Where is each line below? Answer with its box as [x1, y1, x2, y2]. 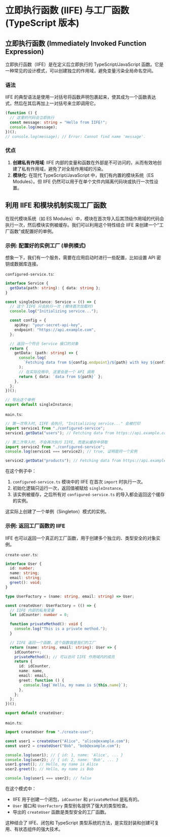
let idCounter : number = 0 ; [10, 613, 69, 618]
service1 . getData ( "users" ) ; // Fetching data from [5, 430, 114, 436]
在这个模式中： [5, 786, 36, 791]
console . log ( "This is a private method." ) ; [14, 626, 108, 631]
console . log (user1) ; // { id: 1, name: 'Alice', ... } [5, 752, 123, 757]
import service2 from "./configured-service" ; [5, 444, 105, 449]
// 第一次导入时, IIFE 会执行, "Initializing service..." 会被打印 [5, 421, 141, 426]
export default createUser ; [5, 710, 65, 716]
